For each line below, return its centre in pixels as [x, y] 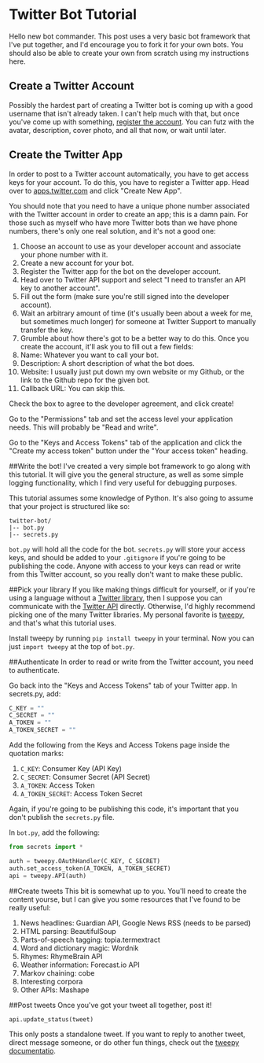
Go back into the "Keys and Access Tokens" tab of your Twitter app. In [123, 685]
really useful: [30, 907]
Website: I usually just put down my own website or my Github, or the [132, 371]
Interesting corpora [51, 981]
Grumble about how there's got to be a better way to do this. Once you [135, 338]
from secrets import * [46, 847]
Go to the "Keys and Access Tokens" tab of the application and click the [126, 442]
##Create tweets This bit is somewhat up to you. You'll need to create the [128, 891]
